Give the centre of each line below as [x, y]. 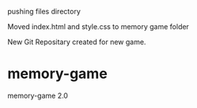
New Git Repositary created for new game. [77, 42]
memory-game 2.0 [38, 95]
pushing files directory [44, 11]
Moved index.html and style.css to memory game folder [98, 26]
